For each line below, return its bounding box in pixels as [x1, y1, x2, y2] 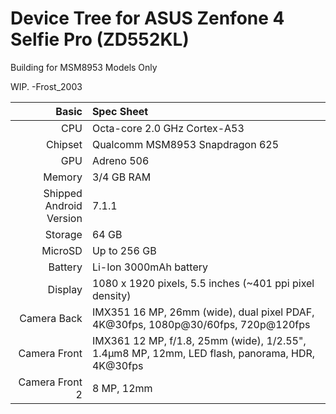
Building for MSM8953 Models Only [10, 61, 158, 73]
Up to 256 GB [91, 243, 157, 257]
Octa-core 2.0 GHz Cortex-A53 [91, 121, 245, 135]
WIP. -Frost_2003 [10, 80, 83, 92]
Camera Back [19, 311, 83, 325]
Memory [43, 170, 83, 184]
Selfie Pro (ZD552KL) [10, 28, 190, 51]
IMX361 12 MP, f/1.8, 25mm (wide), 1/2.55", [91, 333, 307, 347]
